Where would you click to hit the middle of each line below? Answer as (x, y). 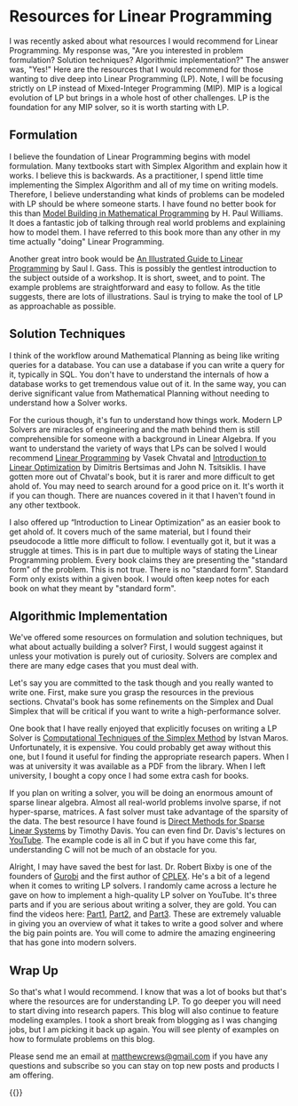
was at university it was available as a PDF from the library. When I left (137, 766)
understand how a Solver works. (68, 403)
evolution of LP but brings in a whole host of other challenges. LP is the (140, 97)
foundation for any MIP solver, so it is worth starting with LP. (119, 107)
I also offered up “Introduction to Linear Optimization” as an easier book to (145, 522)
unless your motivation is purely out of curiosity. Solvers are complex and (143, 656)
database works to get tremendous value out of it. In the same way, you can (148, 383)
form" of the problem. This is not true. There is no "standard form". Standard (149, 569)
